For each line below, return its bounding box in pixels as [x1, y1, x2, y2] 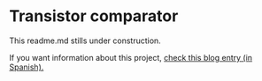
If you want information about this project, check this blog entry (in [9, 52, 253, 63]
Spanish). [9, 62, 44, 72]
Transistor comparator [9, 6, 179, 26]
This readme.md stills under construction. [9, 35, 161, 46]
